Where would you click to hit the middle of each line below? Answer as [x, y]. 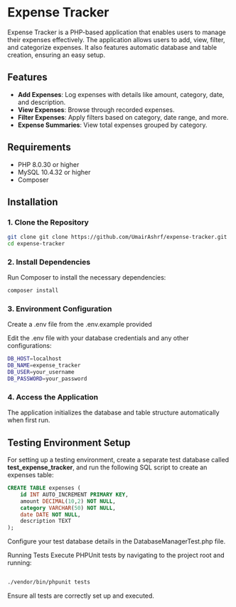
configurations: [29, 346]
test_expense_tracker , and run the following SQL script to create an [107, 467]
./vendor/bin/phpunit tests [49, 582]
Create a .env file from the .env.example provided [80, 325]
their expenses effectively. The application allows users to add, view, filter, [116, 39]
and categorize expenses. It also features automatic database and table [112, 47]
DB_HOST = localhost [34, 359]
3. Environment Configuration [60, 309]
